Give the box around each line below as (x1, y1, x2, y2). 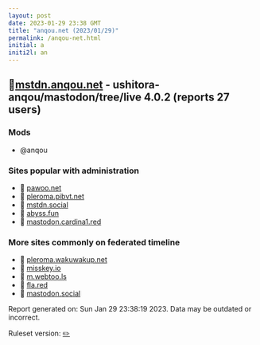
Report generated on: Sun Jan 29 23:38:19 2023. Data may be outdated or (8, 304, 252, 314)
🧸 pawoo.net (19, 182, 62, 192)
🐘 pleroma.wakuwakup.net (19, 255, 107, 265)
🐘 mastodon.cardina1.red (19, 217, 102, 226)
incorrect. (8, 312, 41, 323)
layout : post (8, 11, 52, 20)
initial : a (8, 41, 45, 49)
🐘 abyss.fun (19, 208, 60, 218)
